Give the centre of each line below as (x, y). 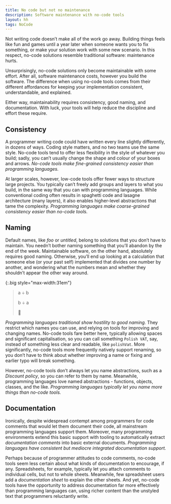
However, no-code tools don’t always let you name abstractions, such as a (84, 370)
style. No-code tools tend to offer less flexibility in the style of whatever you (85, 153)
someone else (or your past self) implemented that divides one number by (83, 261)
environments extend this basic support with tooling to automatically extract (85, 437)
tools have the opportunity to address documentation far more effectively (82, 485)
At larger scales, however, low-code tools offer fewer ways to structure (80, 179)
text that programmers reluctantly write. (47, 496)
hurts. (11, 61)
